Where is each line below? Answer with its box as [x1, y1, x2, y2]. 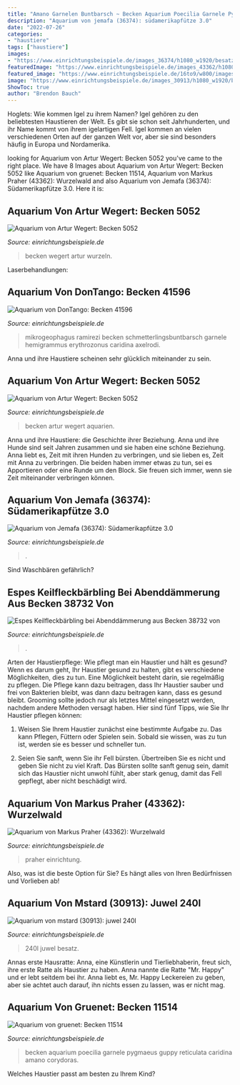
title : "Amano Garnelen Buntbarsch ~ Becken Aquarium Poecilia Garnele [7, 10, 225, 18]
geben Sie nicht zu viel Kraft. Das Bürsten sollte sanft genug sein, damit [17, 761, 229, 770]
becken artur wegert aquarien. [24, 421, 115, 430]
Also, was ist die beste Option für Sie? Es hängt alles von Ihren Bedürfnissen [7, 869, 232, 877]
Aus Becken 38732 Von [7, 597, 114, 609]
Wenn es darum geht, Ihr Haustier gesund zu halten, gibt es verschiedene [7, 666, 225, 674]
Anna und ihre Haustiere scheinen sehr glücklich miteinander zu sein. [7, 354, 212, 363]
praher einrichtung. [24, 855, 82, 864]
